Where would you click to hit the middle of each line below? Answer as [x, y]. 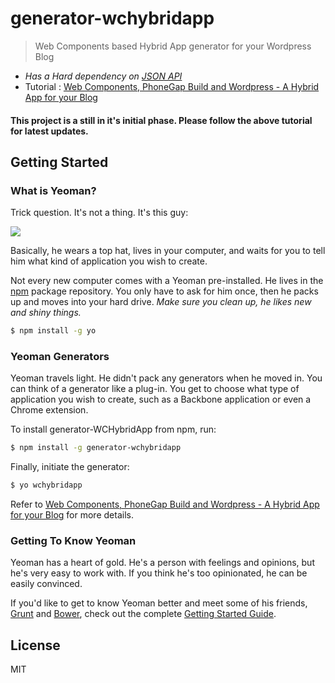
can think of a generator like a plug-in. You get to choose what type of [155, 389]
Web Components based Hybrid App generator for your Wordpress [173, 46]
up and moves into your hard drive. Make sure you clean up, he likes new [161, 302]
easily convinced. [46, 584]
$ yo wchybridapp [46, 485]
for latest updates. [49, 131]
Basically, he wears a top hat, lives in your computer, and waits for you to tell [168, 251]
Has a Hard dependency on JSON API [103, 76]
